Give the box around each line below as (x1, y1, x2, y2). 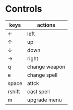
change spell (27, 71, 58, 78)
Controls (5, 3, 42, 15)
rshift (8, 88, 20, 95)
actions (37, 21, 55, 29)
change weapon (27, 63, 65, 70)
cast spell (27, 88, 50, 95)
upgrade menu (27, 96, 62, 103)
